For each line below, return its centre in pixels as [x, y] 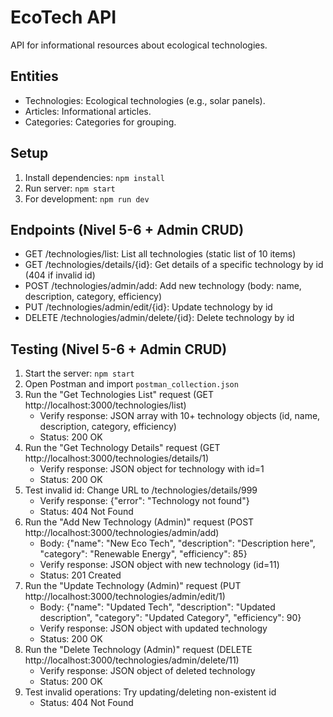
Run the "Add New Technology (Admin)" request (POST [139, 522]
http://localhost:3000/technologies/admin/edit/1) [125, 597]
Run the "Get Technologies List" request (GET [119, 395]
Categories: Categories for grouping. [100, 122]
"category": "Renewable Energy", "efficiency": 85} [143, 554]
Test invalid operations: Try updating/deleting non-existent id [150, 692]
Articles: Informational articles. [88, 111]
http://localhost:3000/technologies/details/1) [117, 458]
